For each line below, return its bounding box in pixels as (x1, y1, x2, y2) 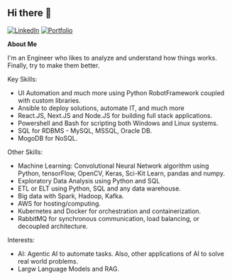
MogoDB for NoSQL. (17, 134, 78, 142)
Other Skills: (7, 147, 43, 156)
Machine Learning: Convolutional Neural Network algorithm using (17, 161, 209, 170)
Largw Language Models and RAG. (17, 264, 119, 273)
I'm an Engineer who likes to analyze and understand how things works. (7, 53, 218, 62)
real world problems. (17, 257, 79, 265)
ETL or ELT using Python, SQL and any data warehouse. (17, 184, 181, 193)
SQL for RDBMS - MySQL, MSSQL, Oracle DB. (17, 126, 153, 135)
